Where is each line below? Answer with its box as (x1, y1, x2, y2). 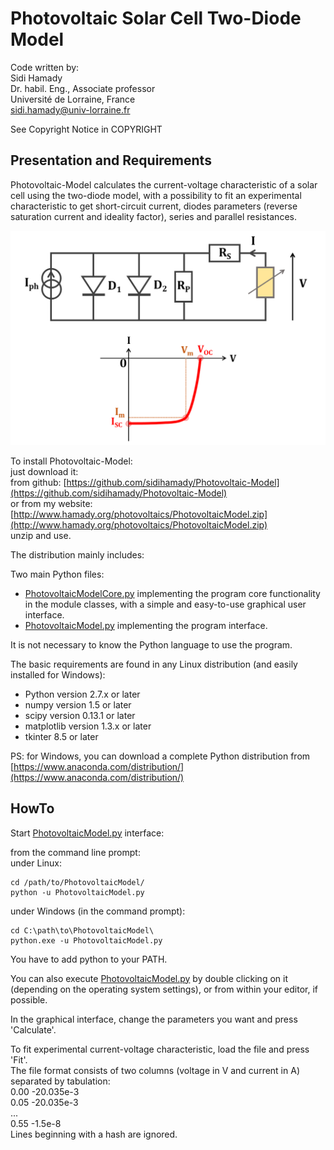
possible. (10, 993, 48, 1006)
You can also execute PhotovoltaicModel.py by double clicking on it (10, 972, 288, 984)
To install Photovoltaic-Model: (10, 455, 133, 467)
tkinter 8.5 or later (24, 730, 99, 742)
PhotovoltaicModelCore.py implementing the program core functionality (24, 587, 321, 599)
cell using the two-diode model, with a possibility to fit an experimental (10, 189, 302, 201)
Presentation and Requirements (10, 152, 212, 169)
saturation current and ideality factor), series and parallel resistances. (10, 210, 297, 222)
